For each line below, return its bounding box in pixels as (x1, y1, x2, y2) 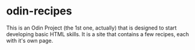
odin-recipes (6, 4, 72, 18)
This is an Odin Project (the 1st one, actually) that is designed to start (6, 24, 177, 31)
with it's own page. (6, 37, 54, 44)
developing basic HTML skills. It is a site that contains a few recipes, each (6, 30, 190, 37)
